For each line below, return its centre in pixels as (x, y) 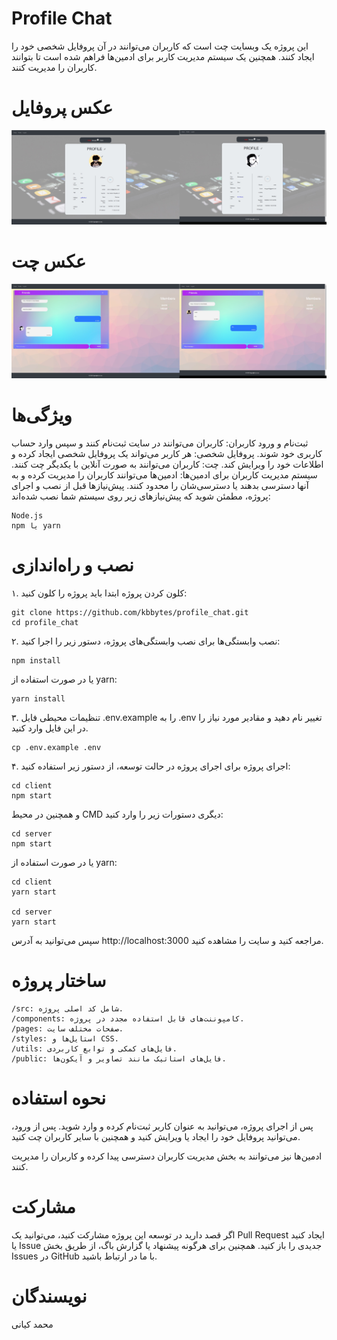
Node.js (27, 515)
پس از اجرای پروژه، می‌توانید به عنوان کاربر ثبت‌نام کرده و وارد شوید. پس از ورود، (162, 1126)
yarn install (38, 698)
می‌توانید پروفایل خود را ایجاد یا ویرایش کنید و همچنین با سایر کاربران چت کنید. (156, 1136)
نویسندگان (49, 1296)
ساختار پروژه (59, 981)
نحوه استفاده (59, 1098)
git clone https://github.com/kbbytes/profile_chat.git (130, 612)
